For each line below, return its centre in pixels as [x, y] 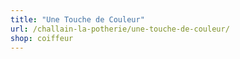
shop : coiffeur [42, 38]
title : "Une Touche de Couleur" [77, 19]
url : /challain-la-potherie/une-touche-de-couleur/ [120, 29]
